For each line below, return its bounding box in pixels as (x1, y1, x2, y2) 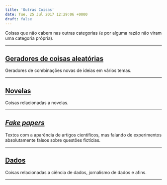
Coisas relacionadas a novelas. (5, 100, 69, 106)
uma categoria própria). (5, 35, 54, 41)
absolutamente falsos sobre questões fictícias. (5, 137, 101, 143)
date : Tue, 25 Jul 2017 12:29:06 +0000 (5, 12, 88, 17)
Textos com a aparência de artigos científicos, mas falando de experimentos (5, 132, 162, 138)
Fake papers (5, 119, 45, 127)
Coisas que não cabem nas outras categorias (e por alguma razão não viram (5, 30, 162, 36)
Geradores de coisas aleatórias (5, 54, 103, 62)
